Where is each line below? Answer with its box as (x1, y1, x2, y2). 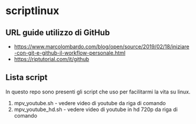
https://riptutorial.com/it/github (14, 56, 89, 62)
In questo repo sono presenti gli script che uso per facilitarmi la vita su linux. (5, 88, 191, 95)
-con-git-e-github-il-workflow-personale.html (14, 49, 126, 56)
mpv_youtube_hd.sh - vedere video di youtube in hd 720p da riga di (14, 106, 178, 113)
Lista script (5, 72, 48, 83)
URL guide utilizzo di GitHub (5, 28, 110, 38)
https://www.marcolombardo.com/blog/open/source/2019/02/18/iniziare (14, 43, 190, 50)
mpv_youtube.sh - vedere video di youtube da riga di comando (14, 99, 166, 106)
